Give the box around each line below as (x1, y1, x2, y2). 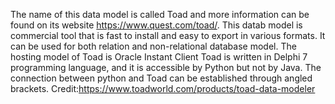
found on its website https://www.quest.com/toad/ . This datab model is (10, 19, 303, 31)
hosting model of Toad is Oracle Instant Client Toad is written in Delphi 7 (10, 51, 308, 63)
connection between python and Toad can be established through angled (10, 72, 313, 84)
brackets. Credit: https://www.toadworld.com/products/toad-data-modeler (10, 83, 316, 94)
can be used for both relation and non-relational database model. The (10, 40, 297, 52)
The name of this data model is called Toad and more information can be (10, 9, 310, 20)
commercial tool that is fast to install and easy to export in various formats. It (10, 30, 326, 41)
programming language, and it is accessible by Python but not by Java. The (10, 62, 322, 73)
